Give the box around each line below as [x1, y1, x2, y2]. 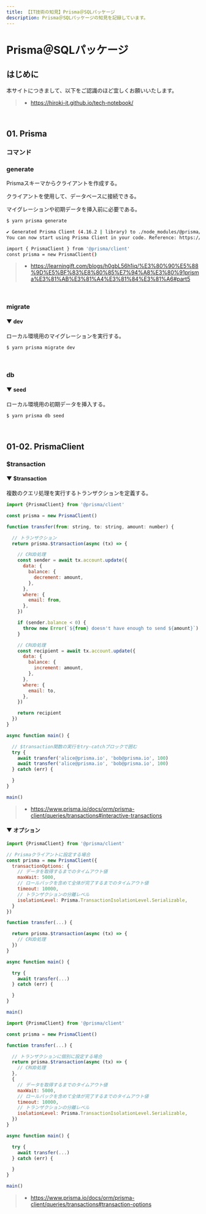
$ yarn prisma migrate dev [6, 344, 75, 351]
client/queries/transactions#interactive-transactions [30, 811, 162, 819]
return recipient [17, 710, 62, 716]
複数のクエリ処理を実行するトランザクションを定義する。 [6, 490, 151, 496]
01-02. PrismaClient [6, 441, 85, 452]
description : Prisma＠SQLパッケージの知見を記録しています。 [6, 15, 148, 21]
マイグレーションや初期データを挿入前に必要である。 [6, 206, 141, 213]
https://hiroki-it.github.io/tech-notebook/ [30, 99, 134, 106]
